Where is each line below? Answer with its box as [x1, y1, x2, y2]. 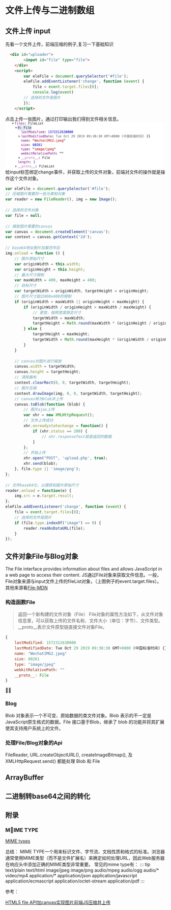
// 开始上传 [23, 450, 46, 456]
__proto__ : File [14, 673, 49, 678]
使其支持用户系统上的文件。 [5, 725, 64, 731]
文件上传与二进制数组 [5, 5, 95, 16]
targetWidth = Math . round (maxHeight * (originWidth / [32, 337, 149, 343]
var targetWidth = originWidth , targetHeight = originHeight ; [14, 288, 149, 294]
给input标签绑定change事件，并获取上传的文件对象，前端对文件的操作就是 [5, 169, 161, 175]
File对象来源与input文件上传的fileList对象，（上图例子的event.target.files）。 [5, 578, 162, 584]
